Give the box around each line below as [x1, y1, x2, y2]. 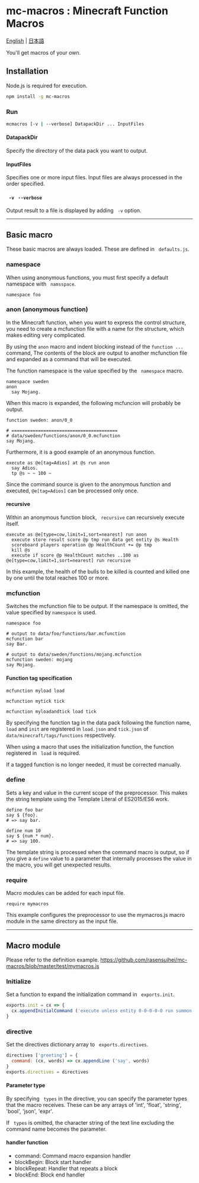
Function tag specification [6, 674, 72, 681]
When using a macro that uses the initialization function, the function [6, 743, 174, 750]
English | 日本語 [6, 37, 44, 44]
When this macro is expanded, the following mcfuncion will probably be [6, 399, 181, 406]
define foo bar [6, 806, 44, 813]
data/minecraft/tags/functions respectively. [6, 732, 116, 739]
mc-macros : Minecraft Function [6, 4, 169, 18]
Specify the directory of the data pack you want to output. [6, 147, 148, 154]
